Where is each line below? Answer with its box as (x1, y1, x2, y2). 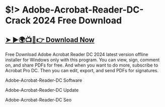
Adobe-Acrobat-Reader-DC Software (5, 77, 82, 83)
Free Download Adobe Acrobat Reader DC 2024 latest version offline (5, 51, 148, 57)
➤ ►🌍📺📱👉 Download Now (5, 35, 95, 44)
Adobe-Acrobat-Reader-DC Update (5, 87, 79, 93)
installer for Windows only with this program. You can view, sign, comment (5, 57, 160, 63)
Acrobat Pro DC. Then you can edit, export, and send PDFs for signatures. (5, 68, 159, 73)
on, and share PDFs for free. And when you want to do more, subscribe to (5, 62, 158, 68)
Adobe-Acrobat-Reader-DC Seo (5, 97, 72, 102)
